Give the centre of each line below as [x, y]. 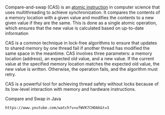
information [17, 33]
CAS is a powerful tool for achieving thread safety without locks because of [82, 84]
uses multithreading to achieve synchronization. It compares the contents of [83, 12]
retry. [11, 74]
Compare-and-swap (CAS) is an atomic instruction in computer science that [82, 7]
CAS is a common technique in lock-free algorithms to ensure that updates [81, 43]
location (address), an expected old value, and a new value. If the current [80, 58]
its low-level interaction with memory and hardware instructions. [71, 89]
